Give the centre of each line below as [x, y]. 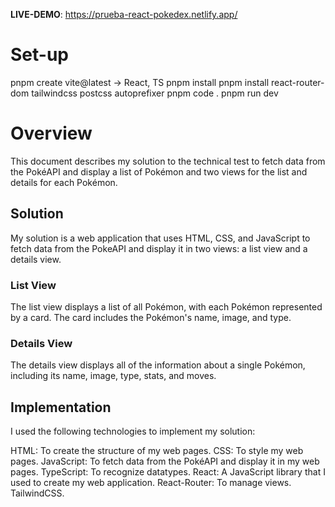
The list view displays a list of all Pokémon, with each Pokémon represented [166, 306]
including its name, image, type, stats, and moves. [113, 376]
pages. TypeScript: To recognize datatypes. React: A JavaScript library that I [168, 472]
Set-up [39, 55]
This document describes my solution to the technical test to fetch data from [168, 161]
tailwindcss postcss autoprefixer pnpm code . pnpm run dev [155, 93]
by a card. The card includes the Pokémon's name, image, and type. [151, 317]
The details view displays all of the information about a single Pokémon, [158, 365]
